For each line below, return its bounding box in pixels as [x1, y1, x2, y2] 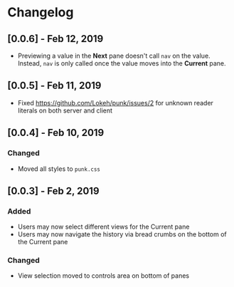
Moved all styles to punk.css [17, 165, 101, 173]
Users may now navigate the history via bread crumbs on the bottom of [17, 230, 227, 239]
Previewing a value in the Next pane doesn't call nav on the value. [17, 51, 211, 60]
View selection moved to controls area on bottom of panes [17, 271, 190, 280]
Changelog [7, 4, 74, 21]
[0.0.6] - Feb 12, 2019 [7, 33, 104, 45]
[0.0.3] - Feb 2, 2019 [7, 184, 100, 197]
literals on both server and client [17, 106, 112, 115]
